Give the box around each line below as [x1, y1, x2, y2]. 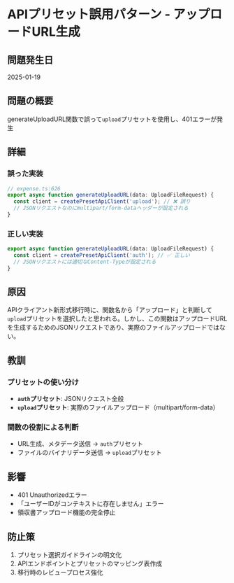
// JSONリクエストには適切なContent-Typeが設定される [13, 258, 156, 265]
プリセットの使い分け [7, 377, 79, 387]
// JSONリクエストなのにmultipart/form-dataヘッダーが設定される [13, 204, 189, 212]
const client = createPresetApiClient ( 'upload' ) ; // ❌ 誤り [13, 198, 191, 205]
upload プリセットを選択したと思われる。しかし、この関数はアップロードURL [7, 314, 228, 323]
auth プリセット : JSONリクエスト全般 [17, 395, 124, 403]
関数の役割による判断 [7, 423, 79, 433]
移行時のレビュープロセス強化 [17, 568, 103, 577]
